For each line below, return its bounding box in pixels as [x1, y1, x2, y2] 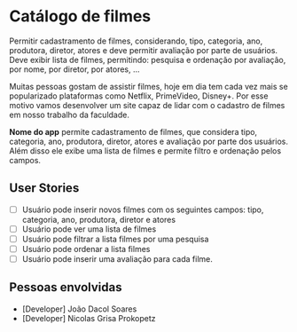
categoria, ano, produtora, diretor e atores [21, 214, 176, 225]
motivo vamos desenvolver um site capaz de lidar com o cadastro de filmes [9, 99, 285, 110]
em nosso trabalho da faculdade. [9, 109, 130, 120]
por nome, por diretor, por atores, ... [9, 64, 140, 75]
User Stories [9, 180, 80, 196]
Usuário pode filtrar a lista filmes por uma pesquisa [21, 233, 209, 244]
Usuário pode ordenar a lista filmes [21, 243, 151, 254]
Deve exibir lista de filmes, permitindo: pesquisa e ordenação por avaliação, [9, 54, 286, 65]
